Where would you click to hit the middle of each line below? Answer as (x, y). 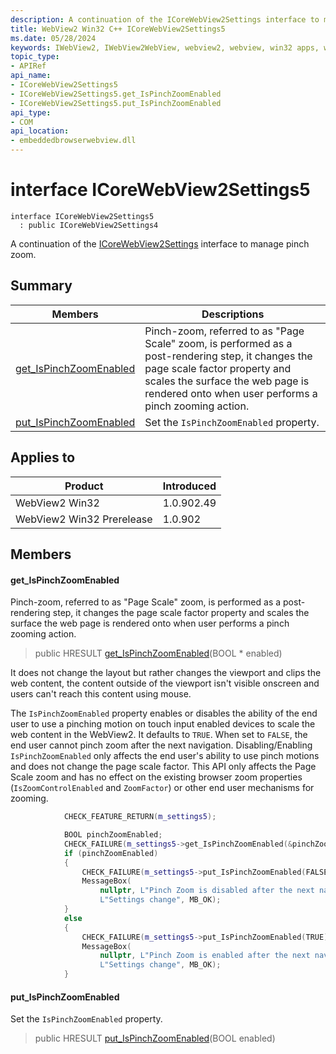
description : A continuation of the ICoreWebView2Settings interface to (165, 19)
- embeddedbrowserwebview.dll (73, 141)
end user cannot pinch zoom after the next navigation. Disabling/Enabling (161, 745)
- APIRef (28, 66)
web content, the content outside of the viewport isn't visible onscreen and (165, 683)
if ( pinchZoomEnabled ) (111, 853)
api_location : (40, 131)
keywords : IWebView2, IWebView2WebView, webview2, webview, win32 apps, (165, 47)
